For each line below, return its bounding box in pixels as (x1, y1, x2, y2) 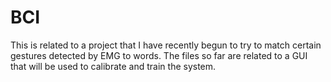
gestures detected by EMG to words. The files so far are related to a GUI (10, 49, 308, 61)
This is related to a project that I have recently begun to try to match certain (10, 39, 322, 51)
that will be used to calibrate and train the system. (10, 60, 217, 72)
